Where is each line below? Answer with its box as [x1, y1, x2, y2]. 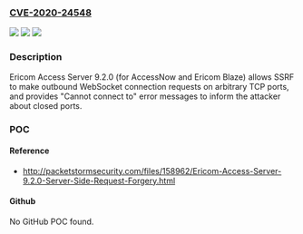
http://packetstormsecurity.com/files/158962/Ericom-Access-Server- [22, 165, 282, 176]
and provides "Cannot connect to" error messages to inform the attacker [9, 91, 281, 102]
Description [9, 51, 63, 63]
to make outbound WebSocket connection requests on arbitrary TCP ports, [9, 81, 289, 92]
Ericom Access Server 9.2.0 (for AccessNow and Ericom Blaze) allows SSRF [9, 71, 295, 83]
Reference [9, 145, 50, 156]
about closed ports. [9, 100, 83, 111]
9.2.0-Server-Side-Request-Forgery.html [22, 175, 176, 186]
